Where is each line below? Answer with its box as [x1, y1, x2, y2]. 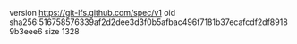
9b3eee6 [9, 26, 43, 36]
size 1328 [44, 26, 80, 36]
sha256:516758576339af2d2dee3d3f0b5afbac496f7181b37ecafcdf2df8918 [9, 17, 288, 27]
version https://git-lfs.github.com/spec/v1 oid [9, 8, 176, 18]
